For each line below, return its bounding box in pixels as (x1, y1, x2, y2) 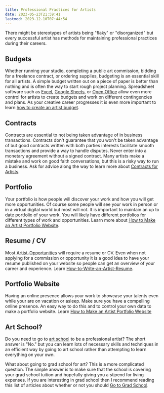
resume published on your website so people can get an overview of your (5, 260, 155, 266)
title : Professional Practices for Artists (5, 7, 96, 12)
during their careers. (5, 40, 47, 46)
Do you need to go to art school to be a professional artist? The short (5, 336, 146, 342)
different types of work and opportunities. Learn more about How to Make (5, 217, 156, 223)
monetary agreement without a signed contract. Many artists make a (5, 153, 145, 158)
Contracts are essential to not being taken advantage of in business (5, 132, 143, 138)
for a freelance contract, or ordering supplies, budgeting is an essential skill (5, 73, 159, 79)
